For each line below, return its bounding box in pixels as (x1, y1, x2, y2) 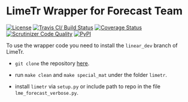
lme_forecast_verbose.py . (14, 89, 79, 96)
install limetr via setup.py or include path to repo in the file (14, 82, 160, 90)
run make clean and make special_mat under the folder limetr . (14, 71, 168, 78)
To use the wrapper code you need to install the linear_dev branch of (6, 42, 178, 49)
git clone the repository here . (14, 60, 90, 67)
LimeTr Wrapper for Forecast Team (6, 4, 183, 18)
